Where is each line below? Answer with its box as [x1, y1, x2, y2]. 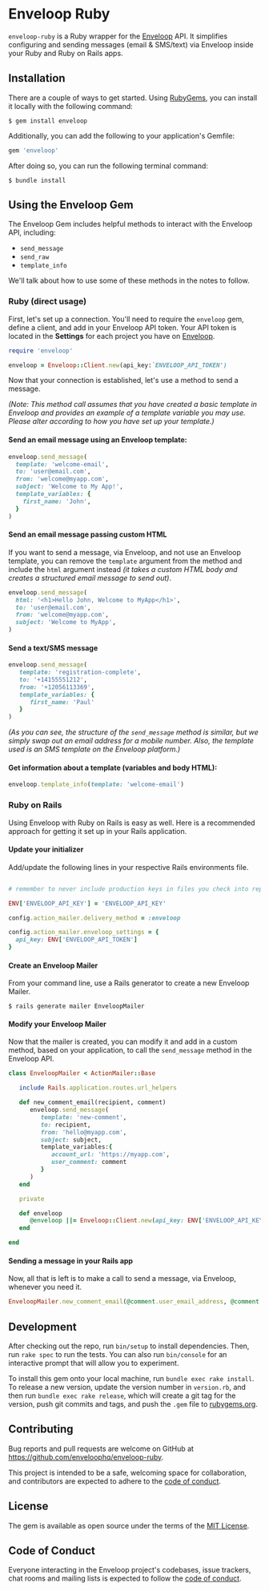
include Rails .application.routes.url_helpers [18, 1084, 178, 1092]
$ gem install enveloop [8, 117, 88, 125]
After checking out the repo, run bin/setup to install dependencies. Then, [8, 1341, 250, 1351]
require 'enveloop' [8, 346, 74, 355]
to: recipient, [40, 1121, 91, 1129]
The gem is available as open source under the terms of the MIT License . [8, 1521, 250, 1530]
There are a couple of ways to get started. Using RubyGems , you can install [8, 93, 258, 103]
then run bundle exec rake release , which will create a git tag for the [8, 1391, 236, 1400]
